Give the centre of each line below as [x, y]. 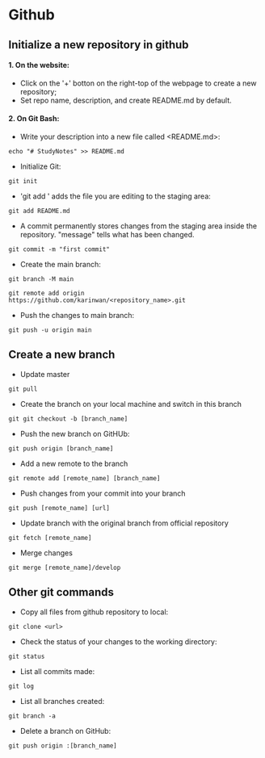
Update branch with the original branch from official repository [124, 523]
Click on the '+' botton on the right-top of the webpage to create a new [138, 83]
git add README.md [39, 211]
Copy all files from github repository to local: [94, 612]
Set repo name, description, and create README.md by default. [126, 100]
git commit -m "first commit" [59, 249]
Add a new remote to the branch [74, 463]
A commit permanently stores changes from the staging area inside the [138, 226]
